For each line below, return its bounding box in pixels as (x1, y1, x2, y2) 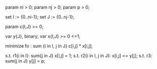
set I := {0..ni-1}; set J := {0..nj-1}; (5, 14, 74, 19)
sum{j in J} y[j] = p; (5, 58, 45, 64)
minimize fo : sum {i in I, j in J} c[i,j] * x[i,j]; (5, 43, 93, 49)
